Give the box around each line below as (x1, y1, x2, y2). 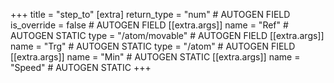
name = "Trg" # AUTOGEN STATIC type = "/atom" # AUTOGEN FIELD (10, 40, 296, 52)
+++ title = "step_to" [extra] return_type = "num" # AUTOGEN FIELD (10, 9, 291, 20)
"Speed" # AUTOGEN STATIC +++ (10, 62, 152, 73)
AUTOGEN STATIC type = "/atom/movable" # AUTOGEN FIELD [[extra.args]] (10, 30, 325, 41)
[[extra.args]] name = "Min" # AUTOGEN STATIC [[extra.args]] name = (10, 51, 301, 63)
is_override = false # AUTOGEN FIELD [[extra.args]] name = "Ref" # (10, 19, 289, 31)
